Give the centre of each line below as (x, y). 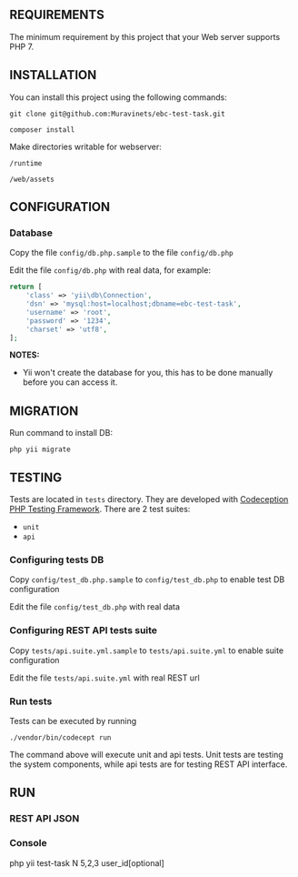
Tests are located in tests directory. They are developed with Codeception (149, 499)
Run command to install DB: (61, 433)
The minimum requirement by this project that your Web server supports (145, 36)
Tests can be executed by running (73, 721)
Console (28, 843)
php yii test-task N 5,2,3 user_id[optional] (87, 862)
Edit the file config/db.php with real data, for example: (110, 270)
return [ (26, 287)
